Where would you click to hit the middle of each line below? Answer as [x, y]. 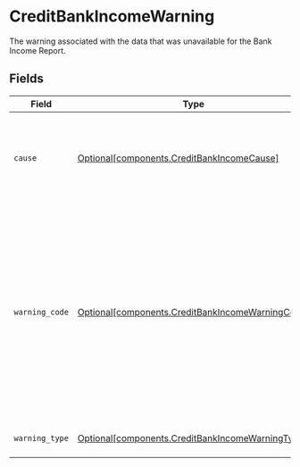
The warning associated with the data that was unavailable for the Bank [141, 41]
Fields [27, 79]
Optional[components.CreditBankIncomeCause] [178, 158]
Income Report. [37, 50]
